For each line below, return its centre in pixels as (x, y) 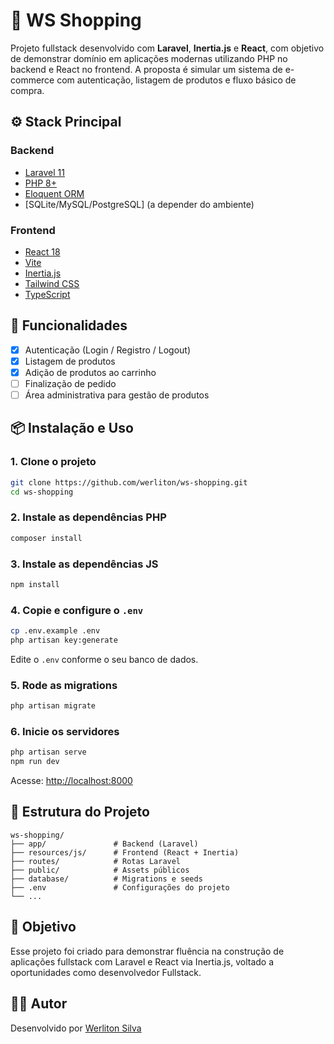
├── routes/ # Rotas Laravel (96, 861)
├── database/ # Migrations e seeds (106, 879)
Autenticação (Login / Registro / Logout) (107, 350)
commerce (32, 80)
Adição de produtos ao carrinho (90, 372)
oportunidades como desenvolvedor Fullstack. (106, 972)
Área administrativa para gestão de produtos (117, 395)
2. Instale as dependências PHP (88, 517)
